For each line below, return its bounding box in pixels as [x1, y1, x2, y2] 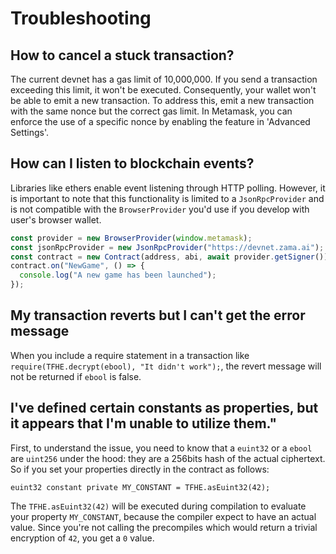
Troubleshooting [10, 7, 152, 30]
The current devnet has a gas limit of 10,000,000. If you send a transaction [10, 73, 318, 85]
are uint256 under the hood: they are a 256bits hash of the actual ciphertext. [10, 452, 326, 464]
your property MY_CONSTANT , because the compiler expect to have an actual [10, 510, 317, 522]
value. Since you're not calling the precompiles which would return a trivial [10, 521, 318, 533]
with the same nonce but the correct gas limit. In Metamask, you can [10, 105, 293, 117]
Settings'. [10, 127, 50, 138]
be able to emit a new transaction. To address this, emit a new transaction [10, 95, 315, 106]
